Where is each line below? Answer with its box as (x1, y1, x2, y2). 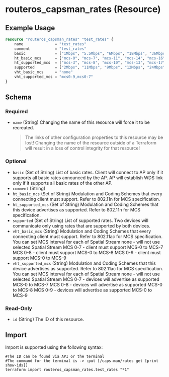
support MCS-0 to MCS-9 (12, 255, 66, 261)
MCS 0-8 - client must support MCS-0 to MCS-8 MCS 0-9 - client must (12, 249, 161, 255)
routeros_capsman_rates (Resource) (5, 4, 161, 15)
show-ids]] (5, 362, 28, 368)
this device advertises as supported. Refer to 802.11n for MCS (12, 206, 141, 212)
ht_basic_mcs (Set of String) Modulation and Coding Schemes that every (12, 190, 162, 197)
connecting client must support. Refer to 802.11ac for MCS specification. (12, 233, 162, 240)
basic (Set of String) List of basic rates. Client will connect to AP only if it (12, 169, 163, 175)
